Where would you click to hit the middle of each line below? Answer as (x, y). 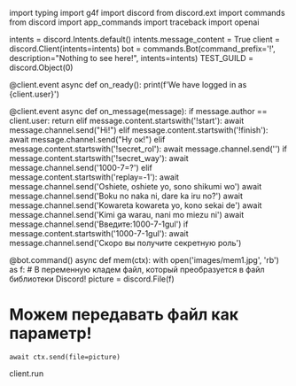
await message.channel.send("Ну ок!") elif (87, 139)
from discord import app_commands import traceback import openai (134, 22)
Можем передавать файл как (124, 315)
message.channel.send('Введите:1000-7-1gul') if (99, 224)
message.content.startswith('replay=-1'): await (94, 177)
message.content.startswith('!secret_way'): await (99, 158)
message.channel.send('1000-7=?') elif (81, 168)
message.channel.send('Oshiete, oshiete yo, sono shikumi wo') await (136, 186)
